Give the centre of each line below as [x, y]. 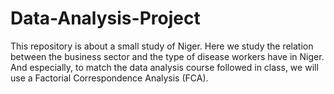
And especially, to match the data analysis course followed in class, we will [164, 67]
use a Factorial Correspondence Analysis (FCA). [109, 78]
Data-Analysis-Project [105, 18]
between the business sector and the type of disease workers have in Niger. [167, 56]
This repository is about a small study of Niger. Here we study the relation [162, 46]
